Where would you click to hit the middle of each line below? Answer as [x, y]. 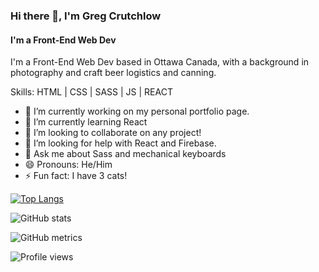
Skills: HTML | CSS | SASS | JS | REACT [91, 92]
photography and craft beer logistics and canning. [113, 73]
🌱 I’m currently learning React [86, 122]
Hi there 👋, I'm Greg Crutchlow [86, 16]
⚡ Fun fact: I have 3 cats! [76, 176]
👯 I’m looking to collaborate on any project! [113, 133]
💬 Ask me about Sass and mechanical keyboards [125, 154]
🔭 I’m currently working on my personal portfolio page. [137, 111]
